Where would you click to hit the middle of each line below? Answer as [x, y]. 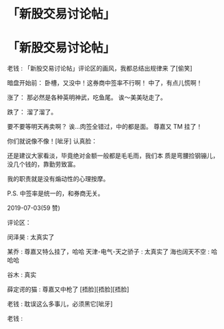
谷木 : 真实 [22, 275]
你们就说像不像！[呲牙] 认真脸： [52, 141]
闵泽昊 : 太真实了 [31, 237]
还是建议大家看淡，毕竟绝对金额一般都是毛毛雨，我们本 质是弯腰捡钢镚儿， [113, 156]
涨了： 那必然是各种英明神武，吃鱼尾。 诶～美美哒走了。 [87, 97]
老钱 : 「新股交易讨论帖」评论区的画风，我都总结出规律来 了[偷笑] [100, 69]
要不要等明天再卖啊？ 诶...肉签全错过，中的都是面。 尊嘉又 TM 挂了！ [105, 127]
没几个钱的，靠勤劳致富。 [43, 164]
